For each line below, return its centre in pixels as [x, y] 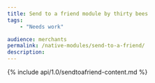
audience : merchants [37, 39]
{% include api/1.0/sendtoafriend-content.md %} [77, 72]
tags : [15, 20]
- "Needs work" [42, 27]
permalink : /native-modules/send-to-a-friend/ [76, 46]
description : [26, 52]
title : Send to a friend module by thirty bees [78, 14]
